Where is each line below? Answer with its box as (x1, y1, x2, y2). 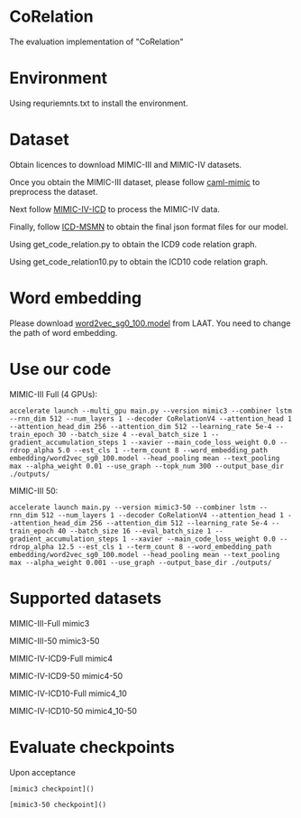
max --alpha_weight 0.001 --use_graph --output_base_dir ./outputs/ (9, 558, 272, 567)
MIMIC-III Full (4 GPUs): (9, 388, 97, 399)
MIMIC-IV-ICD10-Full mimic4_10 (9, 688, 128, 699)
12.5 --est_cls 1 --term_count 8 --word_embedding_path (57, 542, 272, 552)
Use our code (9, 358, 112, 379)
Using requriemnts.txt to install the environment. (9, 98, 188, 108)
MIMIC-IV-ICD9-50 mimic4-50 (9, 670, 123, 681)
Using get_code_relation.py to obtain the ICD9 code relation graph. (9, 238, 258, 249)
